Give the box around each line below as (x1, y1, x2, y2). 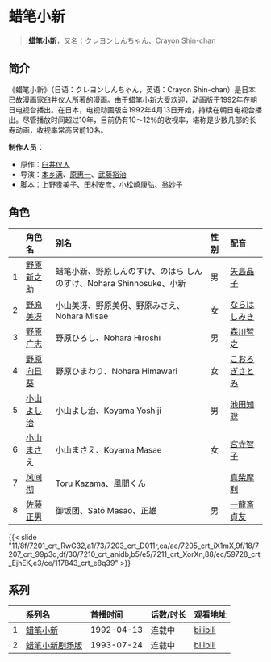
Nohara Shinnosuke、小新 (87, 277, 186, 289)
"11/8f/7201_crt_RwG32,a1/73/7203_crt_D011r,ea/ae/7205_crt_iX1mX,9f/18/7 (8, 541, 260, 550)
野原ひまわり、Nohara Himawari (55, 365, 177, 377)
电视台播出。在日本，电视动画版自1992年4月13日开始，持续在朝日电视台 (15, 104, 256, 114)
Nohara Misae (55, 310, 109, 322)
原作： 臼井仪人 (19, 159, 70, 169)
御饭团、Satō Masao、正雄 (55, 504, 157, 516)
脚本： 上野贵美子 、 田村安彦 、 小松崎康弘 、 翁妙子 (19, 179, 183, 189)
